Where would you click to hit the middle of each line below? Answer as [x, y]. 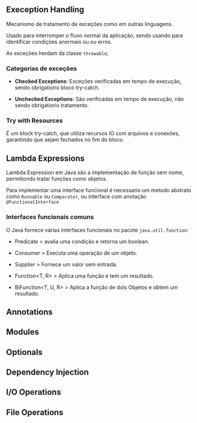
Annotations [29, 312]
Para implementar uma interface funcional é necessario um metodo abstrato [99, 190]
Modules [23, 332]
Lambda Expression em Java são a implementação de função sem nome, [95, 173]
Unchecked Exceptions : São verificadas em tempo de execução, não [99, 99]
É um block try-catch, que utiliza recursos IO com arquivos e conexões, [93, 134]
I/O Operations [34, 392]
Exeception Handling [45, 10]
